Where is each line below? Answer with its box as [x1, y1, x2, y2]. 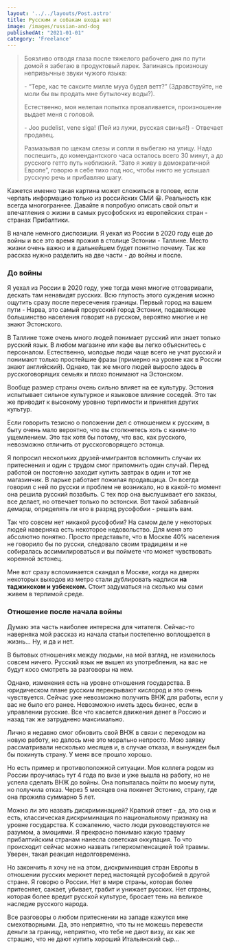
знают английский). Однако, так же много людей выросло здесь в [7, 363, 203, 371]
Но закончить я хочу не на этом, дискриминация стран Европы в [7, 863, 199, 871]
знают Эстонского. [7, 320, 63, 328]
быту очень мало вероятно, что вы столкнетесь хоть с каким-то [7, 426, 197, 434]
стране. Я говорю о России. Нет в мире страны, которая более [7, 877, 193, 886]
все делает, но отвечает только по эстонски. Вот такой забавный [7, 497, 199, 506]
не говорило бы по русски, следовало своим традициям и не [7, 540, 187, 548]
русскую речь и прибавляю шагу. [23, 173, 124, 182]
